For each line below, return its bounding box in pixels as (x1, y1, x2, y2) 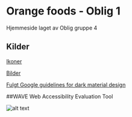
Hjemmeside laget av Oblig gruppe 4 (6, 24, 98, 31)
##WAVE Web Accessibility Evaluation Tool (6, 92, 113, 100)
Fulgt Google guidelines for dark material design (6, 81, 126, 88)
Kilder (6, 42, 30, 52)
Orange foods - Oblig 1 (6, 4, 121, 18)
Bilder (6, 69, 21, 77)
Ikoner (6, 57, 22, 65)
